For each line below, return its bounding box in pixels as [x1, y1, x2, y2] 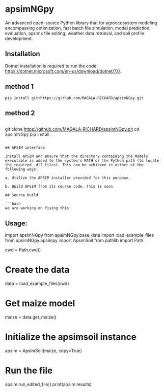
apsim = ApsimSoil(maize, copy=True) [5, 348, 82, 354]
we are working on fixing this [5, 206, 69, 211]
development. [5, 36, 33, 41]
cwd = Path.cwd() [5, 247, 41, 253]
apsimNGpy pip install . [5, 132, 52, 138]
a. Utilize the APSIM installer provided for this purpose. [5, 176, 131, 180]
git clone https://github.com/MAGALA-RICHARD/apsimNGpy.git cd [5, 126, 139, 132]
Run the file [5, 365, 53, 376]
